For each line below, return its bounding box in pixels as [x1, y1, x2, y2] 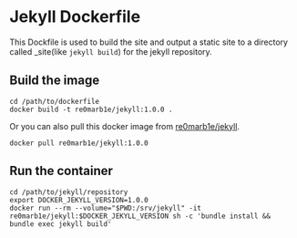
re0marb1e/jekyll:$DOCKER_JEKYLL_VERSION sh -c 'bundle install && [9, 212, 271, 221]
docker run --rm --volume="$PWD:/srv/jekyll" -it [9, 203, 202, 212]
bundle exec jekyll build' [9, 219, 112, 229]
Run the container [9, 163, 114, 179]
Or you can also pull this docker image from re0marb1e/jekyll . [9, 120, 240, 131]
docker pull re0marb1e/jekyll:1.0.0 [9, 139, 148, 148]
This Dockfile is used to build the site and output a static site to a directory [9, 36, 289, 47]
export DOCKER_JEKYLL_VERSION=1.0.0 [9, 195, 148, 204]
